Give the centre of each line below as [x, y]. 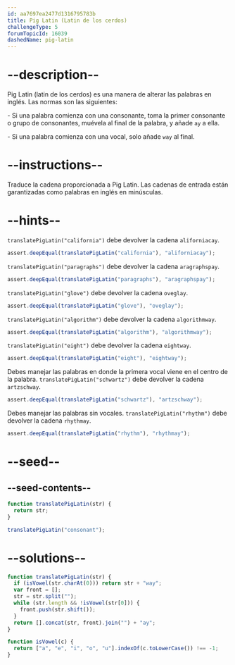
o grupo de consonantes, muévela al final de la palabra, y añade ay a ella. [114, 123]
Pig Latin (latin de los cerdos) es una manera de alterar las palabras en [110, 94]
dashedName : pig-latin [40, 40]
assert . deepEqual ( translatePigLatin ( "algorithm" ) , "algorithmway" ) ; [110, 332]
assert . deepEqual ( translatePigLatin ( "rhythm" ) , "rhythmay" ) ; [99, 434]
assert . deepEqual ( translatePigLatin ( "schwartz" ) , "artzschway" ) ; [105, 400]
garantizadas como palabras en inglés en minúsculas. [85, 192]
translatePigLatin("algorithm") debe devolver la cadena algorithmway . [112, 319]
